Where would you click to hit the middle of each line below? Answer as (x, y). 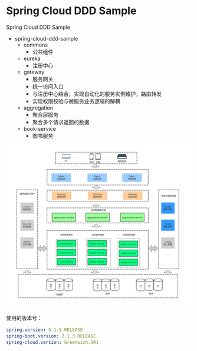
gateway (34, 72)
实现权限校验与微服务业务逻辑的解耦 (76, 101)
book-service (40, 128)
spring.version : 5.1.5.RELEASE (45, 330)
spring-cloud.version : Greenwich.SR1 (52, 342)
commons (36, 45)
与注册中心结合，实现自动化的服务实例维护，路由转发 (97, 94)
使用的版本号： (24, 318)
